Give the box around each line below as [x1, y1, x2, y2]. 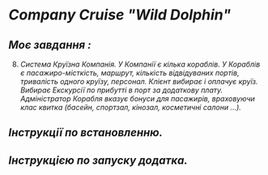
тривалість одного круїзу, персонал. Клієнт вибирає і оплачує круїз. [19, 77, 258, 86]
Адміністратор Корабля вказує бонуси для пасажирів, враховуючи [19, 94, 255, 103]
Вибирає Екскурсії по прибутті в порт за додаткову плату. [19, 85, 223, 95]
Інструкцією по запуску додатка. [8, 153, 188, 167]
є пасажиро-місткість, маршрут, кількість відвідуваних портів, [19, 68, 240, 78]
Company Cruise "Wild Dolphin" [8, 6, 232, 24]
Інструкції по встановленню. [8, 126, 164, 139]
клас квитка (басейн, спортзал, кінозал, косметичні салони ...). [19, 103, 241, 112]
